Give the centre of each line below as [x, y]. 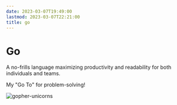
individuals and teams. [33, 73]
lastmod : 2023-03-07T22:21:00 [43, 17]
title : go [18, 22]
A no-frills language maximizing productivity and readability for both [89, 67]
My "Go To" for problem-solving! [46, 85]
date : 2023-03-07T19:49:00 [39, 11]
